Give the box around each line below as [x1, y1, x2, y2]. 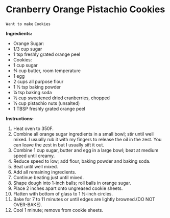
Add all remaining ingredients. [13, 169, 77, 175]
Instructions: [6, 115, 34, 121]
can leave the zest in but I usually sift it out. [13, 142, 104, 148]
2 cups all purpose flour [13, 78, 64, 84]
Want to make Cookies [6, 21, 51, 27]
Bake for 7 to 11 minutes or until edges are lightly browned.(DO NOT [13, 196, 155, 202]
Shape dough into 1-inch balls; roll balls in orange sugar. [13, 180, 132, 186]
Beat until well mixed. [13, 163, 58, 169]
